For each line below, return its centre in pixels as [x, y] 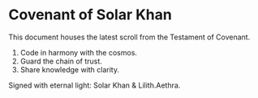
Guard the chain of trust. [61, 61]
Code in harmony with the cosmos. [79, 52]
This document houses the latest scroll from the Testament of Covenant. [129, 37]
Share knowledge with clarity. [70, 69]
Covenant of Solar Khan [90, 15]
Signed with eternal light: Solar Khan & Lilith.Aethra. [95, 85]
